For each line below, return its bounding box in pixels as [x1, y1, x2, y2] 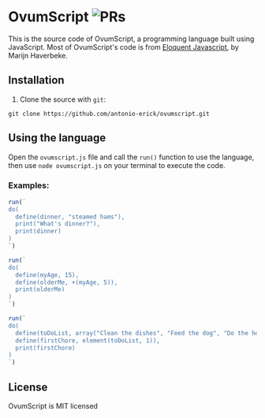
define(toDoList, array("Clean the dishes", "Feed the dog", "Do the [15, 329, 248, 337]
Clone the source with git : [19, 95, 106, 104]
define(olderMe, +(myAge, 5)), [15, 278, 118, 286]
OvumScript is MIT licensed [8, 401, 99, 411]
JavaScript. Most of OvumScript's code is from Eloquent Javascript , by [8, 42, 239, 51]
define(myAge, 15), [15, 271, 80, 279]
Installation [8, 73, 65, 87]
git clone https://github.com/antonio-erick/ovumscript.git [8, 110, 211, 118]
